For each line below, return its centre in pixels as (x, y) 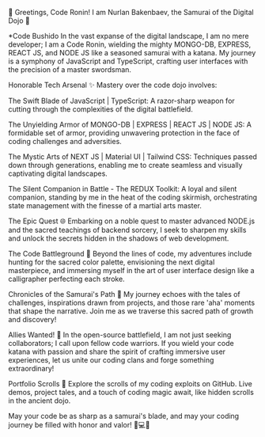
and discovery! (32, 319)
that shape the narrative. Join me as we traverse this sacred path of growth (131, 311)
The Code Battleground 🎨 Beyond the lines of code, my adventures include (130, 254)
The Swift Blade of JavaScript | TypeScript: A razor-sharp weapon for (121, 101)
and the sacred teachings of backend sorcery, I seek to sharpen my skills (127, 230)
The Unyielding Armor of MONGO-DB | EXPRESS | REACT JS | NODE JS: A (130, 124)
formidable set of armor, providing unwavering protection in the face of (124, 133)
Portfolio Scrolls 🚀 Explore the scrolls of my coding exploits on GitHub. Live (131, 384)
